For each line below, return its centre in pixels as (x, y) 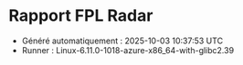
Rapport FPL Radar (81, 16)
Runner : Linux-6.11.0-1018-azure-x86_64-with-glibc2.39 (128, 50)
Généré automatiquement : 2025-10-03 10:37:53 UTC (122, 41)
